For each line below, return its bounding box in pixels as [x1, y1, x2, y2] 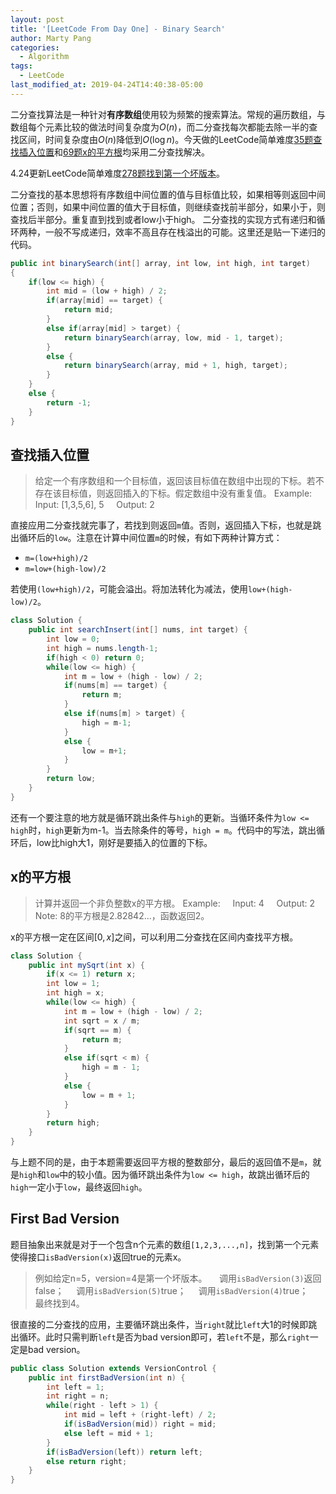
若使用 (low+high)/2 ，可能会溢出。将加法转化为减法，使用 [10, 583, 248, 595]
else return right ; [46, 1456, 128, 1466]
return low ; [46, 774, 97, 784]
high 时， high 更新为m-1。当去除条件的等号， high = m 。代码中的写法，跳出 [10, 824, 317, 836]
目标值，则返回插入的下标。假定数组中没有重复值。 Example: [61, 487, 313, 500]
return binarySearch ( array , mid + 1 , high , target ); [63, 361, 288, 371]
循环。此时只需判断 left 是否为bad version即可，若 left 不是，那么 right [18, 1331, 310, 1343]
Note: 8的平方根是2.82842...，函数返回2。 [34, 909, 210, 921]
